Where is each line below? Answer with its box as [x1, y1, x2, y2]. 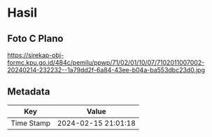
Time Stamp [10, 118, 51, 128]
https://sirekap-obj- [7, 51, 64, 59]
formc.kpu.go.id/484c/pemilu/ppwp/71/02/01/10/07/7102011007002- [7, 58, 205, 67]
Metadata [7, 86, 50, 98]
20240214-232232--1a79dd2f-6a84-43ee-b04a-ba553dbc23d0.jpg [7, 66, 205, 74]
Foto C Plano [7, 33, 64, 45]
